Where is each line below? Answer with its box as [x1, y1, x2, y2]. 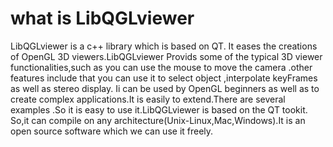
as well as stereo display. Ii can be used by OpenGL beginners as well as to [10, 82, 320, 94]
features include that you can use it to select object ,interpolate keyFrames [10, 72, 318, 84]
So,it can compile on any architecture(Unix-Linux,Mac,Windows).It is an [10, 114, 306, 126]
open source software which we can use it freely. [10, 125, 214, 137]
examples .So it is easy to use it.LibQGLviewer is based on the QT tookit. [10, 103, 308, 116]
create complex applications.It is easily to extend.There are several [10, 93, 286, 105]
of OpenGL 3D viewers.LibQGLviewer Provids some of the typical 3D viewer [10, 50, 323, 62]
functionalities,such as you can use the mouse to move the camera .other [10, 61, 313, 73]
